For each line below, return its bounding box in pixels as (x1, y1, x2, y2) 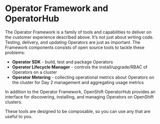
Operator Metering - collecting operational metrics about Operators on (12, 74, 154, 80)
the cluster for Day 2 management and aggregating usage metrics (12, 79, 144, 85)
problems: (5, 49, 25, 55)
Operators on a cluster (12, 69, 57, 75)
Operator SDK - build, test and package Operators (12, 59, 113, 65)
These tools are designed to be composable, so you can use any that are (5, 108, 151, 114)
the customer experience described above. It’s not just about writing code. (5, 34, 154, 40)
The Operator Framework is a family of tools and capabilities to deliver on (5, 29, 152, 35)
